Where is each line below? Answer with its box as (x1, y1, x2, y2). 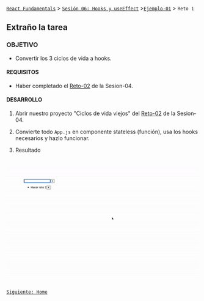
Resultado (15, 146, 41, 154)
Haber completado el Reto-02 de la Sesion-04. (15, 82, 133, 89)
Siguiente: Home (6, 289, 48, 295)
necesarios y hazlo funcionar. (15, 135, 90, 142)
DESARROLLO (6, 96, 43, 103)
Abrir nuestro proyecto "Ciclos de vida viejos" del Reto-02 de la (15, 110, 176, 117)
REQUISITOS (6, 69, 39, 76)
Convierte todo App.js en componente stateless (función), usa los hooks (15, 128, 199, 136)
